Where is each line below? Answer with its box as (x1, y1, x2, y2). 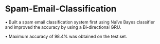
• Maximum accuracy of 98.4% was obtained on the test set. (5, 33, 127, 39)
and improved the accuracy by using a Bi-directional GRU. (5, 24, 122, 30)
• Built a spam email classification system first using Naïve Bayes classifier (5, 19, 155, 25)
